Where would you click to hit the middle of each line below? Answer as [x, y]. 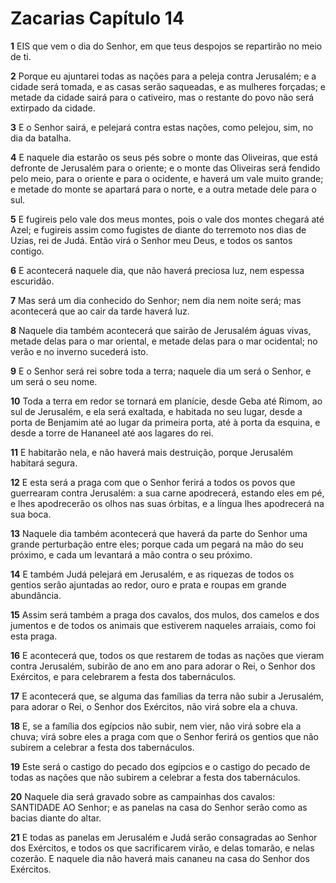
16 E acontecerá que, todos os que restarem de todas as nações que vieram [167, 655]
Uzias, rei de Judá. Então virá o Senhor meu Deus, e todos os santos [151, 240]
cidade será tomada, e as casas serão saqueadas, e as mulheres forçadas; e [168, 86]
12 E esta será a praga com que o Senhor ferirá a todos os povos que [153, 482]
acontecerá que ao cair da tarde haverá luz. [100, 311]
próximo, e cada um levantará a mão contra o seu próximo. [131, 554]
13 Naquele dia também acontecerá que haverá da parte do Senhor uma [159, 533]
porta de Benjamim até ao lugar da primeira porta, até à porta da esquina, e [165, 422]
